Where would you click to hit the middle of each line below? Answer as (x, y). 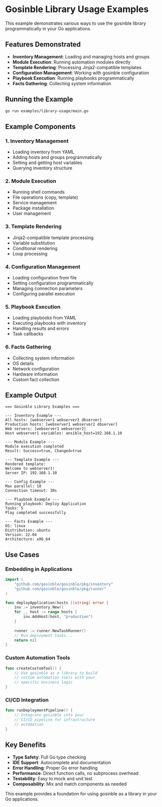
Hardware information (35, 374)
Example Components (41, 126)
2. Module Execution (31, 181)
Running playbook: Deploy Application (46, 504)
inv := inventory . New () (39, 607)
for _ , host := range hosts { (46, 612)
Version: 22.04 (21, 535)
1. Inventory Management (37, 141)
